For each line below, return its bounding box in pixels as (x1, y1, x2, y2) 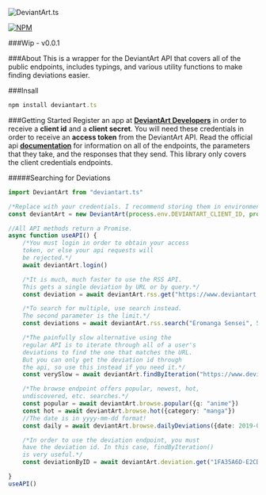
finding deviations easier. (8, 71, 90, 79)
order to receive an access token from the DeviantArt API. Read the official (8, 132, 253, 142)
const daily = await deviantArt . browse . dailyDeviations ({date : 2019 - (22, 421, 257, 430)
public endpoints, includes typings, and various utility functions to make (8, 62, 243, 71)
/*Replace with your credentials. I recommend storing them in (8, 202, 222, 210)
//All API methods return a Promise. (8, 224, 133, 232)
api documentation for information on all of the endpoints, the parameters (8, 140, 251, 150)
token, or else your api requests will (22, 247, 154, 255)
